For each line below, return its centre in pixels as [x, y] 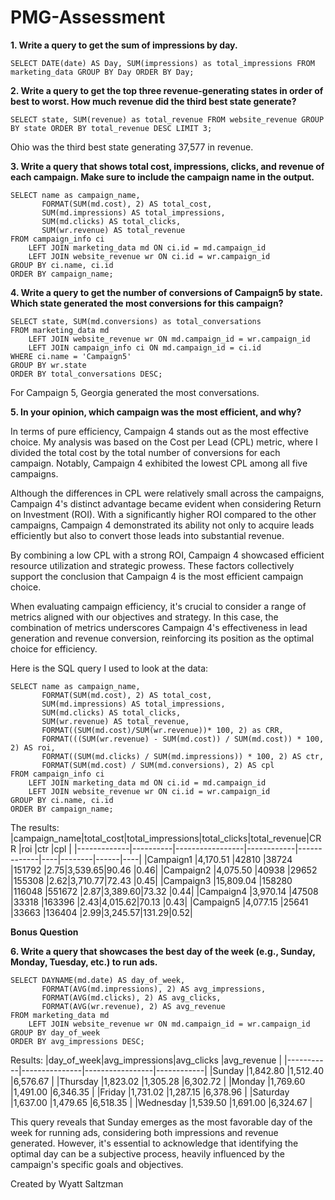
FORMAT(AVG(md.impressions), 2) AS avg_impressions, [154, 989]
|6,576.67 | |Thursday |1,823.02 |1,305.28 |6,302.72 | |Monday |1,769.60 [158, 1081]
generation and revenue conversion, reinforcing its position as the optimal [162, 638]
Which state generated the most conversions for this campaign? [147, 303]
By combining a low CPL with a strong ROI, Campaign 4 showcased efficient [167, 555]
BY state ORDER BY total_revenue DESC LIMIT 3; [111, 128]
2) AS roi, [33, 747]
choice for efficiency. [54, 648]
